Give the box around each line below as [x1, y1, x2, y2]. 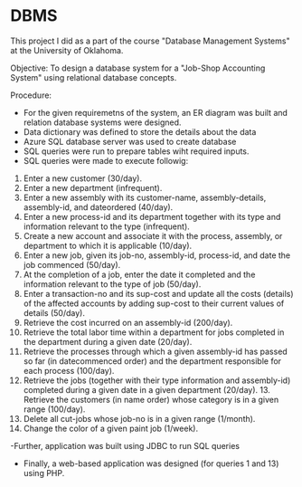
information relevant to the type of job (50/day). [23, 278, 202, 290]
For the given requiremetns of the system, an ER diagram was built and [23, 107, 288, 118]
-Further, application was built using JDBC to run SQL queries [10, 440, 241, 451]
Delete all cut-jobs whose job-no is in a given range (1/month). [23, 413, 256, 424]
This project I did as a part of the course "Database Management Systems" [10, 35, 290, 46]
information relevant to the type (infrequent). [23, 221, 191, 232]
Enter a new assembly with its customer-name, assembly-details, [23, 192, 267, 203]
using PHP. [23, 467, 65, 478]
